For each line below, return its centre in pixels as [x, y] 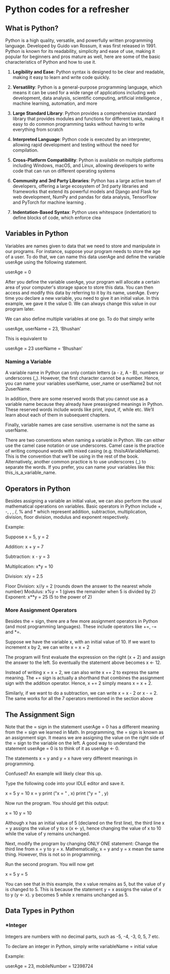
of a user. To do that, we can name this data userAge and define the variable [85, 257]
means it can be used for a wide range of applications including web [84, 92]
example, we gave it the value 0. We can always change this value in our [81, 303]
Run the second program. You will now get [49, 865]
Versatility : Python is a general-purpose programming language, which [87, 87]
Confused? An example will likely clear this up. [54, 774]
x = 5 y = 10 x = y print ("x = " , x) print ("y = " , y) [57, 793]
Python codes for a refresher [67, 9]
